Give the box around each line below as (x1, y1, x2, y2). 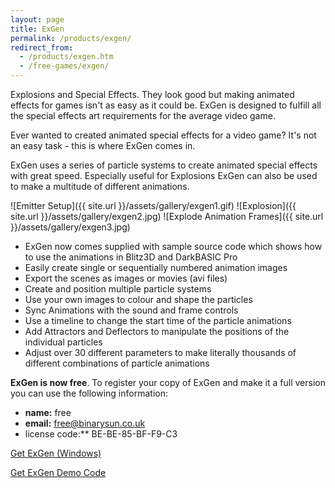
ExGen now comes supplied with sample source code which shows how (24, 241, 323, 252)
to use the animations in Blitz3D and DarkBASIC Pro (24, 251, 238, 263)
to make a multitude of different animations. (10, 181, 190, 192)
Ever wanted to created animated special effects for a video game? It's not (10, 129, 317, 141)
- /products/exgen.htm (19, 52, 114, 62)
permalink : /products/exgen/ (10, 33, 132, 43)
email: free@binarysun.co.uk (24, 417, 146, 429)
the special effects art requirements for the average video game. (10, 110, 276, 121)
